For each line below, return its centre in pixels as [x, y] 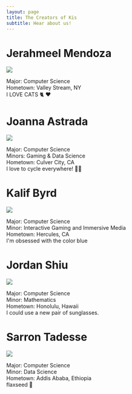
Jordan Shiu [37, 265]
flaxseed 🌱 [20, 385]
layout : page [23, 12]
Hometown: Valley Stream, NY [44, 88]
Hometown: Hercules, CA [38, 235]
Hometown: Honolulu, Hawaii [42, 306]
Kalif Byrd [32, 193]
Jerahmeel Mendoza [59, 53]
